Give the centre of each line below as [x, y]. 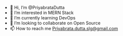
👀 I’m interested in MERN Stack [42, 13]
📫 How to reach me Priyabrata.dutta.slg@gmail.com [64, 28]
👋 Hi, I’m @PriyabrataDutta [37, 8]
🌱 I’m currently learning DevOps [43, 18]
